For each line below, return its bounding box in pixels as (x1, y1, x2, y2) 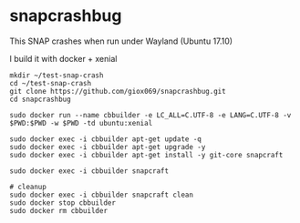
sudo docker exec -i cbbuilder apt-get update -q (9, 134, 202, 144)
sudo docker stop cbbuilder (9, 198, 117, 208)
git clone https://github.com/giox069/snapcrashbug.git (9, 86, 226, 96)
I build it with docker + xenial (9, 53, 118, 64)
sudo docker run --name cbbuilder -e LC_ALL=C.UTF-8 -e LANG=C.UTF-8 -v (9, 110, 292, 119)
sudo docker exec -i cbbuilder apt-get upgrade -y (9, 142, 206, 151)
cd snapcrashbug (9, 95, 71, 104)
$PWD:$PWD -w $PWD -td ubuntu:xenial (9, 118, 153, 127)
